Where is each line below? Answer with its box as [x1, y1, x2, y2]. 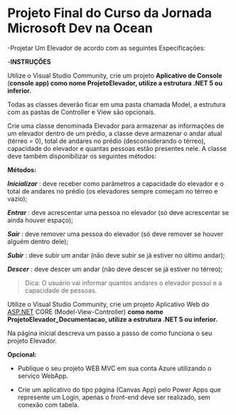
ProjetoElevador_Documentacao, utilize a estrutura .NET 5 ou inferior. [7, 315, 218, 323]
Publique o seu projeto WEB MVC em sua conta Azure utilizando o [17, 364, 212, 372]
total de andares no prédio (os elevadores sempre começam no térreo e [7, 187, 218, 195]
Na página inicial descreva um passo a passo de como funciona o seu [7, 329, 213, 337]
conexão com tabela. [17, 400, 80, 409]
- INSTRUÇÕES [7, 57, 51, 65]
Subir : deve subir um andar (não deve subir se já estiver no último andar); [7, 251, 225, 259]
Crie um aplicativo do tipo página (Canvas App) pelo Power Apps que [17, 385, 222, 394]
